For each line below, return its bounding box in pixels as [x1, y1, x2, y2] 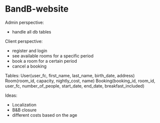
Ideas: [5, 92, 17, 98]
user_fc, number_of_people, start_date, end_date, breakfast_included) [5, 83, 144, 88]
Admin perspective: [5, 19, 44, 25]
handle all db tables [12, 29, 51, 35]
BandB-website [5, 3, 69, 15]
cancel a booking [12, 63, 47, 69]
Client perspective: [5, 38, 43, 44]
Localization [12, 102, 37, 107]
